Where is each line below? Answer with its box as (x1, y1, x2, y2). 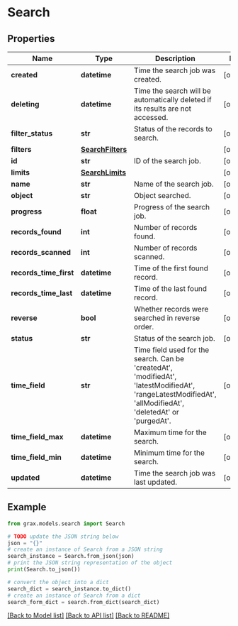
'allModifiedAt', (133, 398, 184, 408)
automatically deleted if (133, 95, 212, 104)
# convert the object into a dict (7, 578, 110, 586)
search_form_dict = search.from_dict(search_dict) (7, 598, 160, 605)
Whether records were (133, 304, 209, 314)
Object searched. (133, 191, 191, 200)
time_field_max (11, 432, 64, 441)
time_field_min (11, 452, 62, 462)
